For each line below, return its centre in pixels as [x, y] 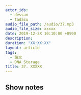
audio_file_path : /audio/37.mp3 [39, 24]
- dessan [19, 15]
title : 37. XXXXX [24, 67]
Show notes [24, 87]
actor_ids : [17, 10]
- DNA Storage [25, 62]
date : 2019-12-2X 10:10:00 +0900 [41, 34]
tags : [11, 52]
